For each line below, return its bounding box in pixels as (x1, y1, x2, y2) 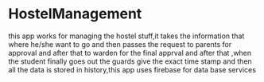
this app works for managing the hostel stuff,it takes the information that (8, 31, 245, 41)
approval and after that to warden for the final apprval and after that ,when (8, 48, 252, 57)
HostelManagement (8, 5, 142, 23)
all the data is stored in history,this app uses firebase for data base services (8, 64, 257, 74)
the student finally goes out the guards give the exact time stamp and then (8, 57, 252, 66)
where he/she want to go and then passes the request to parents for (8, 39, 232, 49)
